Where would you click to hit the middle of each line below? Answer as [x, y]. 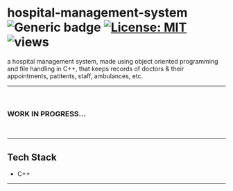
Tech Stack [32, 157]
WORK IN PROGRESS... [47, 113]
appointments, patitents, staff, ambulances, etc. [75, 76]
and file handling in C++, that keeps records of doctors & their [96, 69]
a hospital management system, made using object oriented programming [113, 61]
